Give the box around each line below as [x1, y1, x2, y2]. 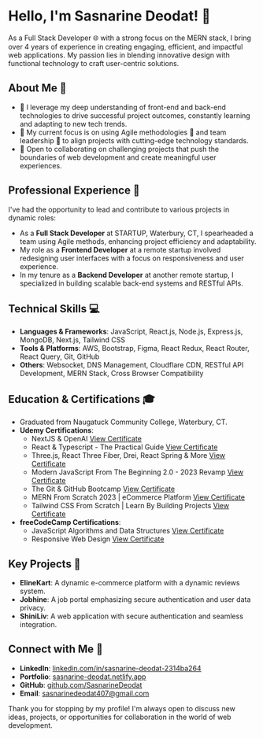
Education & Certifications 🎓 [8, 393, 155, 406]
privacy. [19, 603, 46, 612]
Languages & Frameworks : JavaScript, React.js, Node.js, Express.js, [19, 327, 243, 337]
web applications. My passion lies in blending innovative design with [8, 50, 230, 60]
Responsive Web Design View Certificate [31, 534, 165, 544]
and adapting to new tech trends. [19, 119, 128, 128]
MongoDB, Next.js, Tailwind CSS [19, 335, 126, 345]
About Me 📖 [8, 82, 67, 95]
